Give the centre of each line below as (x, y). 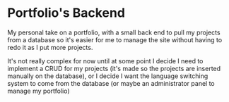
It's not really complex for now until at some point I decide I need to (105, 60)
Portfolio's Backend (66, 13)
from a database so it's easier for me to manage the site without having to (115, 39)
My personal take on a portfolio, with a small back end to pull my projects (114, 32)
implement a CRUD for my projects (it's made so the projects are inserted (114, 68)
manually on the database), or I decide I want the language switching (108, 76)
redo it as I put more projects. (50, 47)
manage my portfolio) (39, 91)
